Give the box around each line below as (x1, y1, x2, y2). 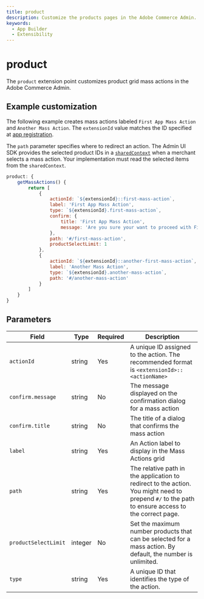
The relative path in (130, 464, 185, 472)
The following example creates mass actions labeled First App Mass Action (6, 118, 196, 125)
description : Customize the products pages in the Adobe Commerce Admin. (6, 15, 197, 21)
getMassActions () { (17, 179, 67, 185)
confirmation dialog (130, 396, 186, 405)
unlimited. (130, 557, 158, 566)
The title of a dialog (130, 414, 185, 422)
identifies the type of (130, 575, 189, 583)
